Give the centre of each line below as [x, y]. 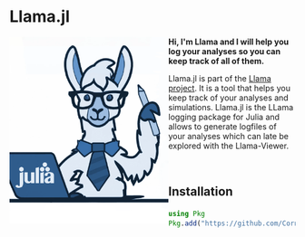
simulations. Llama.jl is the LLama [231, 107]
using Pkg [187, 213]
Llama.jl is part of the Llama [220, 78]
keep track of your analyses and [228, 98]
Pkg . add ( [185, 223]
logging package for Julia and [224, 117]
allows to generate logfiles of [222, 126]
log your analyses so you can [225, 51]
